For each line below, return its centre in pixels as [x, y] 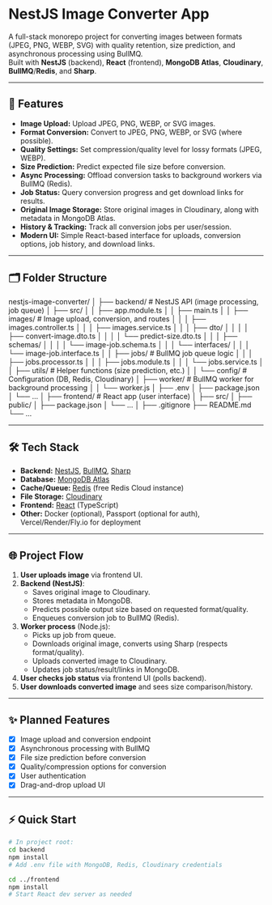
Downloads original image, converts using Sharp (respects [130, 644]
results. [33, 201]
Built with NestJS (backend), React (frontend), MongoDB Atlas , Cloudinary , [136, 62]
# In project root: [41, 843]
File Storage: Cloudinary [61, 497]
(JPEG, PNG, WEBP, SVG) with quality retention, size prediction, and [122, 45]
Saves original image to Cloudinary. [91, 593]
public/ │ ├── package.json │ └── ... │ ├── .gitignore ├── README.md [130, 405]
